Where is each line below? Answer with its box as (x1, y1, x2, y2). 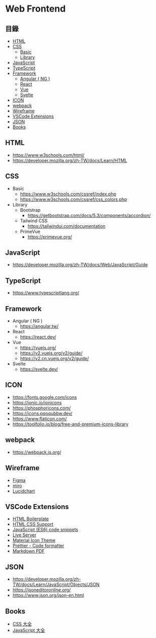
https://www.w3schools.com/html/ (12, 152, 85, 158)
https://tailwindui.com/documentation (27, 223, 106, 229)
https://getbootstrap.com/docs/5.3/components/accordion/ (27, 212, 151, 218)
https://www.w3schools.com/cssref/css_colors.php (20, 196, 127, 202)
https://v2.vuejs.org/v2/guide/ (20, 350, 83, 356)
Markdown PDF (12, 548, 45, 554)
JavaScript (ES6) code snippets (12, 526, 79, 533)
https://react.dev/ (20, 334, 56, 340)
